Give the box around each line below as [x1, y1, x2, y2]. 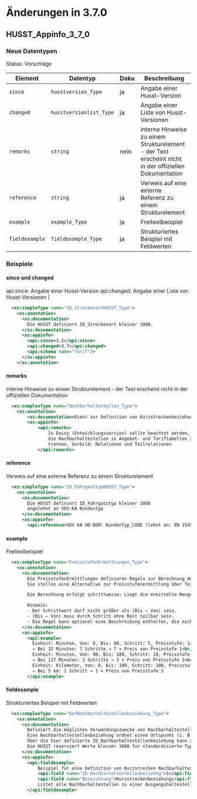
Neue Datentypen [6, 47, 57, 55]
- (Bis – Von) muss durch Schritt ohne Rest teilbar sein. [27, 613, 175, 620]
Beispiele [6, 259, 33, 268]
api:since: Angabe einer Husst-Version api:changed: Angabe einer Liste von [6, 287, 189, 294]
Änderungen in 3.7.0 [6, 6, 107, 19]
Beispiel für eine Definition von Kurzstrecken [37, 765, 157, 771]
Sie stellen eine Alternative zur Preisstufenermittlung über [27, 581, 182, 587]
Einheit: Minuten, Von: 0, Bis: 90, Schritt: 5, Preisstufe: [32, 641, 185, 647]
